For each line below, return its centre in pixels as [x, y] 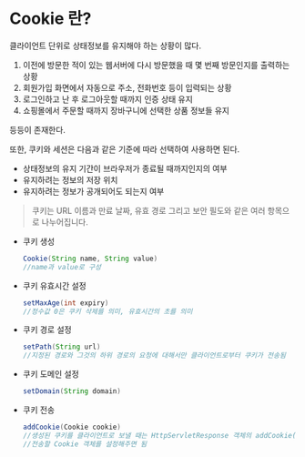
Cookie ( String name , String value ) [90, 259]
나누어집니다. [65, 222]
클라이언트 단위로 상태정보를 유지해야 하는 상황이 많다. [106, 46]
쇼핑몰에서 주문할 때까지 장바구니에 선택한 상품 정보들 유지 [126, 110]
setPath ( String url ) [61, 347]
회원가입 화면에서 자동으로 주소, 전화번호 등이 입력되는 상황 [127, 87]
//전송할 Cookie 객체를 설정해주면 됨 [85, 444]
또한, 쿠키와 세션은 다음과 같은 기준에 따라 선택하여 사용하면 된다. [125, 149]
